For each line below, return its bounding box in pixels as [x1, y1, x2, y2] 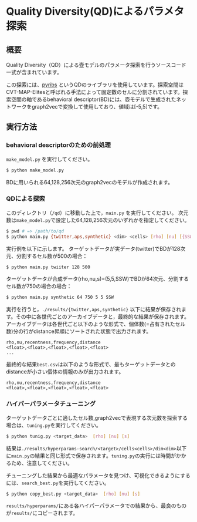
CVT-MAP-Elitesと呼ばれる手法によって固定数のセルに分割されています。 [6, 89, 183, 95]
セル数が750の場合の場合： [6, 282, 72, 290]
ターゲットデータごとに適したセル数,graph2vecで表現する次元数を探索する [6, 414, 188, 421]
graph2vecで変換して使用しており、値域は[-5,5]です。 [31, 103, 163, 110]
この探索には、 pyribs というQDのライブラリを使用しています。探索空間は [6, 81, 184, 88]
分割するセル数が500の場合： [16, 252, 88, 260]
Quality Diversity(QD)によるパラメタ [6, 5, 185, 18]
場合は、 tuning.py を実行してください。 [6, 422, 101, 429]
